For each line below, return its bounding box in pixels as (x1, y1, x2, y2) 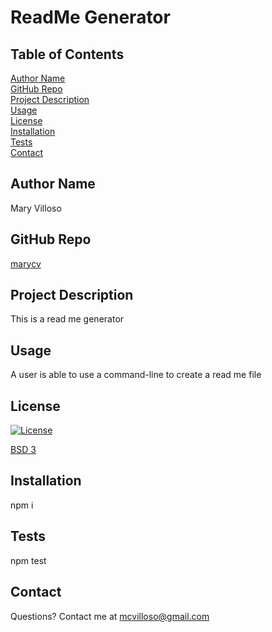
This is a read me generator (10, 313, 125, 325)
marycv (10, 257, 42, 270)
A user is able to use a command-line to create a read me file (10, 369, 262, 381)
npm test (10, 554, 47, 566)
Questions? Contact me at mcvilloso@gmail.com (10, 610, 210, 622)
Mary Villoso (10, 202, 62, 214)
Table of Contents (10, 46, 125, 63)
